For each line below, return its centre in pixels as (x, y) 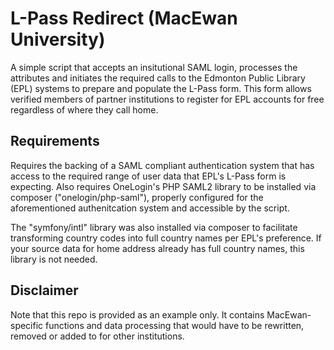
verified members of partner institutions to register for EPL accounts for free (167, 99)
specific (27, 325)
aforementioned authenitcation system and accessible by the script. (150, 208)
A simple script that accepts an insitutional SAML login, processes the (154, 67)
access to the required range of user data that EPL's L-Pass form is (148, 176)
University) (58, 39)
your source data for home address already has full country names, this (157, 248)
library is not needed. (54, 259)
